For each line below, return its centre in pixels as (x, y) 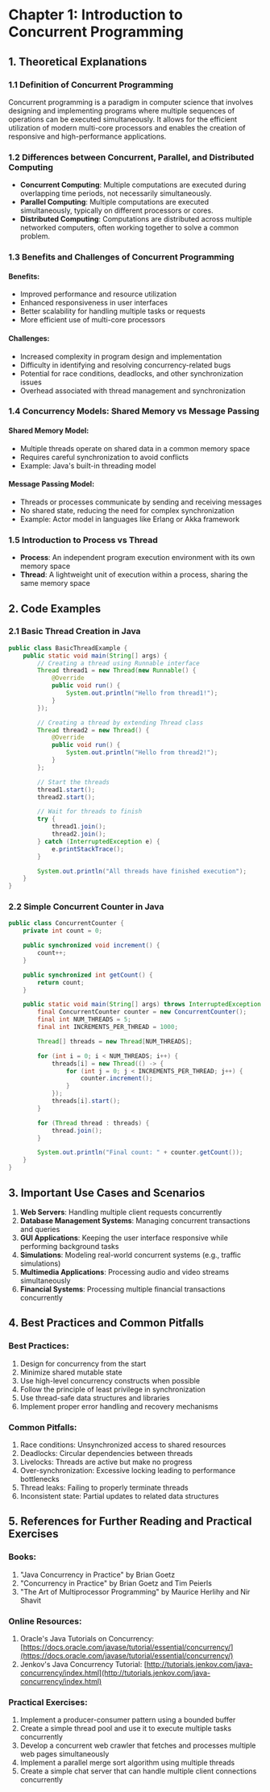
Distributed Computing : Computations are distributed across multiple (136, 219)
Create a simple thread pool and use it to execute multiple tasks (126, 1728)
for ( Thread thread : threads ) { (93, 1123)
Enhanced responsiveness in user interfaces (93, 303)
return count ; (61, 982)
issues (31, 382)
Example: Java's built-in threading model (88, 466)
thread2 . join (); (79, 834)
